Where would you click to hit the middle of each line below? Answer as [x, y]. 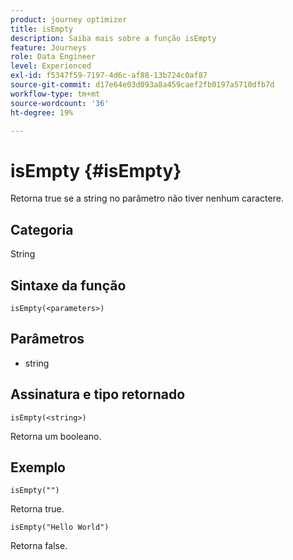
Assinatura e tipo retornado [98, 394]
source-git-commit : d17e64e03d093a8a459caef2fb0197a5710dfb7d [142, 85]
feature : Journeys [48, 47]
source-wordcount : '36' [60, 103]
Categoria [42, 229]
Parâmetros [47, 339]
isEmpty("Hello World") [60, 527]
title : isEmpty [42, 29]
